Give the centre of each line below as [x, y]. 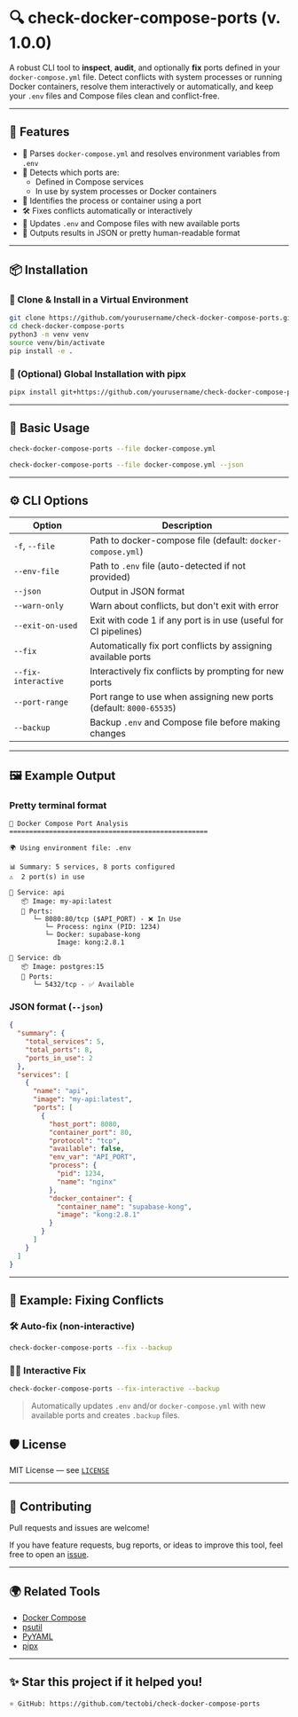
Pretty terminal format [58, 805]
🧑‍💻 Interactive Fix [48, 1371]
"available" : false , [86, 1149]
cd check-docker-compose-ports [67, 327]
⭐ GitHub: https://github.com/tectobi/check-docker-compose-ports [135, 1704]
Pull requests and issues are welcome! [79, 1527]
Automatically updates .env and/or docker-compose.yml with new [148, 1406]
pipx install [33, 392]
